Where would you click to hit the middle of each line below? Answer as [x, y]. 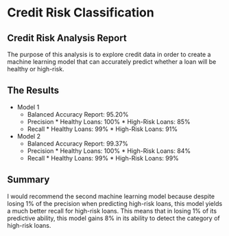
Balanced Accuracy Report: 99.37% [78, 143]
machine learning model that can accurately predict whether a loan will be [112, 62]
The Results [33, 91]
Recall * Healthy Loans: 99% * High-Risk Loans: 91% [103, 129]
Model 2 [29, 136]
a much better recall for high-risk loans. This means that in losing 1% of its [112, 211]
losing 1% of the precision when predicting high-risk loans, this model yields [115, 203]
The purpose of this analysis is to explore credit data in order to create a [109, 54]
